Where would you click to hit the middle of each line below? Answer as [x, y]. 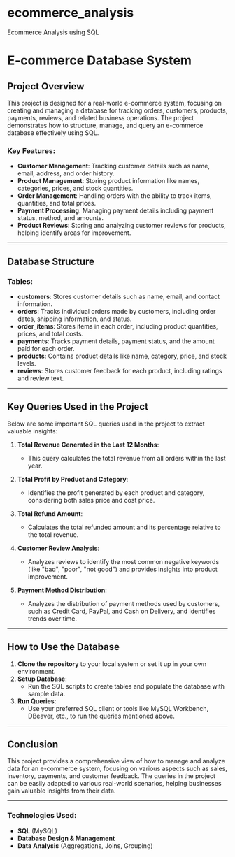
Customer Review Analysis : [58, 548]
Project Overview [46, 86]
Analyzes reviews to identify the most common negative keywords [123, 561]
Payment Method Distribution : [62, 590]
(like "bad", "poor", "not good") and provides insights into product [123, 569]
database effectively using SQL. [53, 132]
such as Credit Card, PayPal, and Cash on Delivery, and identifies [122, 611]
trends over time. [52, 618]
